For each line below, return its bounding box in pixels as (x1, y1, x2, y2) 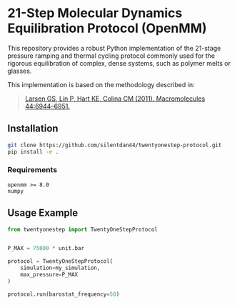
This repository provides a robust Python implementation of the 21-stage (7, 44, 221, 52)
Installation (7, 123, 59, 135)
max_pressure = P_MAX (20, 271, 79, 279)
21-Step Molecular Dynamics (7, 5, 183, 21)
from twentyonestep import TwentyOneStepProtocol (7, 226, 158, 233)
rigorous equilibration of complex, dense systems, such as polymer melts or (7, 59, 231, 67)
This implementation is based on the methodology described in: (7, 80, 195, 89)
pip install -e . (7, 148, 59, 155)
